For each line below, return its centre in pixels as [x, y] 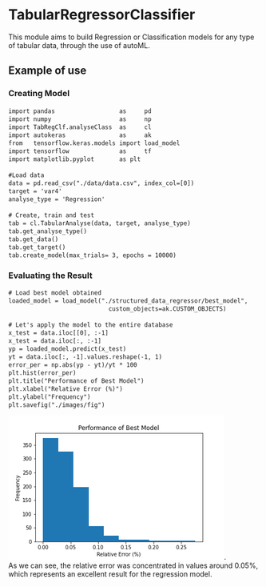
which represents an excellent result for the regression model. [110, 573]
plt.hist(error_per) [43, 373]
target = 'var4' [35, 191]
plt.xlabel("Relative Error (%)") [66, 389]
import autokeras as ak [80, 135]
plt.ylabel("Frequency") [50, 397]
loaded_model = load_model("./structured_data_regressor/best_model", [128, 301]
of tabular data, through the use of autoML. [79, 45]
